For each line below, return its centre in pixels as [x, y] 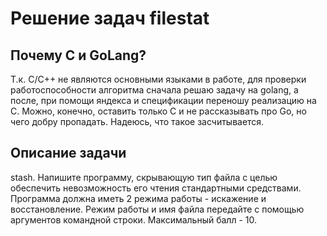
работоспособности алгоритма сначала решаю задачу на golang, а [154, 90]
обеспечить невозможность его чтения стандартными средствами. [156, 188]
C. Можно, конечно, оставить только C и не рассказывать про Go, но [158, 111]
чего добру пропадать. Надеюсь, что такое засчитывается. [137, 121]
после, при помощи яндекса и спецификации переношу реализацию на [163, 100]
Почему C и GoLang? [78, 55]
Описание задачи [68, 153]
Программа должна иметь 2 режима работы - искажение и [138, 198]
